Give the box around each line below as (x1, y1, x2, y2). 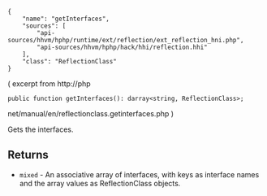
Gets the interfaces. (7, 124, 74, 134)
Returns (7, 148, 50, 162)
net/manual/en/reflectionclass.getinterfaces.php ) (7, 109, 174, 118)
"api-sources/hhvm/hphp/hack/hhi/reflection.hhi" (37, 43, 208, 51)
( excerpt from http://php (7, 79, 91, 89)
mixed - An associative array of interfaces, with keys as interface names (19, 169, 260, 179)
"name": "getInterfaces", (22, 15, 110, 23)
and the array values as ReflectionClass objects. (19, 178, 181, 188)
